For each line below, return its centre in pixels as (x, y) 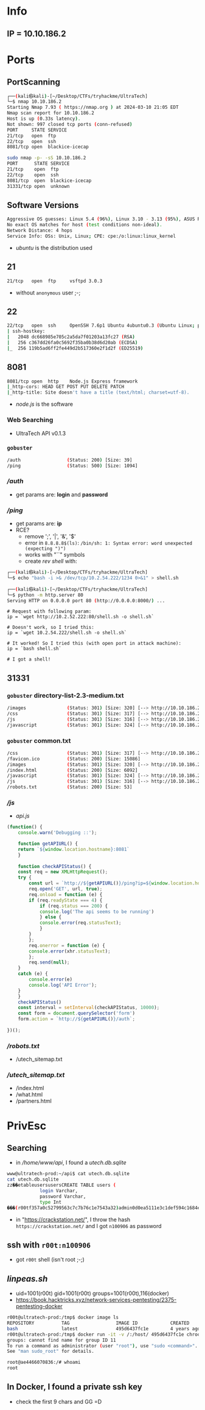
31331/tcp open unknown (38, 186)
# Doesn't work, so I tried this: (51, 628)
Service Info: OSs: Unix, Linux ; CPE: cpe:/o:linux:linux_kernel (91, 236)
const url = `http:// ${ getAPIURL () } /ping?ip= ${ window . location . (112, 883)
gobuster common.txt (39, 740)
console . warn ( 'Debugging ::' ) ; (57, 833)
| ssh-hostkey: (26, 332)
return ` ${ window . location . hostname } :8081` (74, 849)
